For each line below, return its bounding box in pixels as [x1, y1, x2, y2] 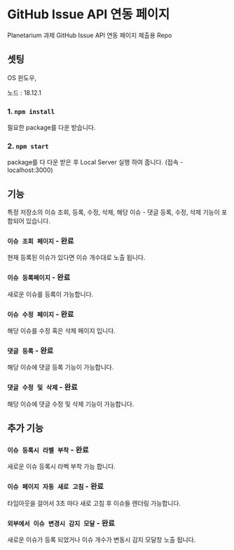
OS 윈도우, [7, 73, 37, 81]
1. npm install [7, 106, 55, 116]
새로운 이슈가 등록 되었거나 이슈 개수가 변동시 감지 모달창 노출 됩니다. [7, 535, 196, 544]
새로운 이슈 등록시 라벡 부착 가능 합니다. [7, 462, 116, 471]
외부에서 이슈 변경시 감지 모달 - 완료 [7, 518, 116, 528]
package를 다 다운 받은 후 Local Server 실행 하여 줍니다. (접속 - [7, 158, 184, 166]
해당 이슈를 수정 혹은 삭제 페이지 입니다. [7, 327, 116, 335]
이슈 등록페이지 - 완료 [7, 273, 71, 282]
